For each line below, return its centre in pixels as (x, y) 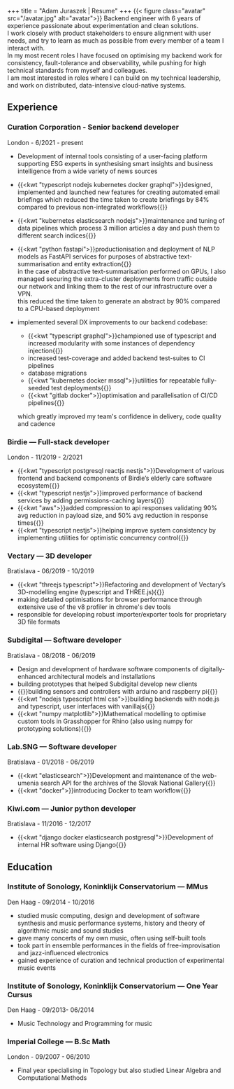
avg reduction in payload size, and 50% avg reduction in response (112, 515)
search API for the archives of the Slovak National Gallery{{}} (128, 783)
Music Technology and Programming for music (85, 1024)
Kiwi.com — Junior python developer (72, 808)
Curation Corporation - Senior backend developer (93, 128)
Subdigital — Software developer (65, 640)
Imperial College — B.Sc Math (59, 1042)
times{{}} (30, 523)
